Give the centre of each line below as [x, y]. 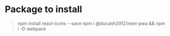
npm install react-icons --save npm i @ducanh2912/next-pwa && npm [91, 23]
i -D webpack [32, 28]
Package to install [44, 9]
